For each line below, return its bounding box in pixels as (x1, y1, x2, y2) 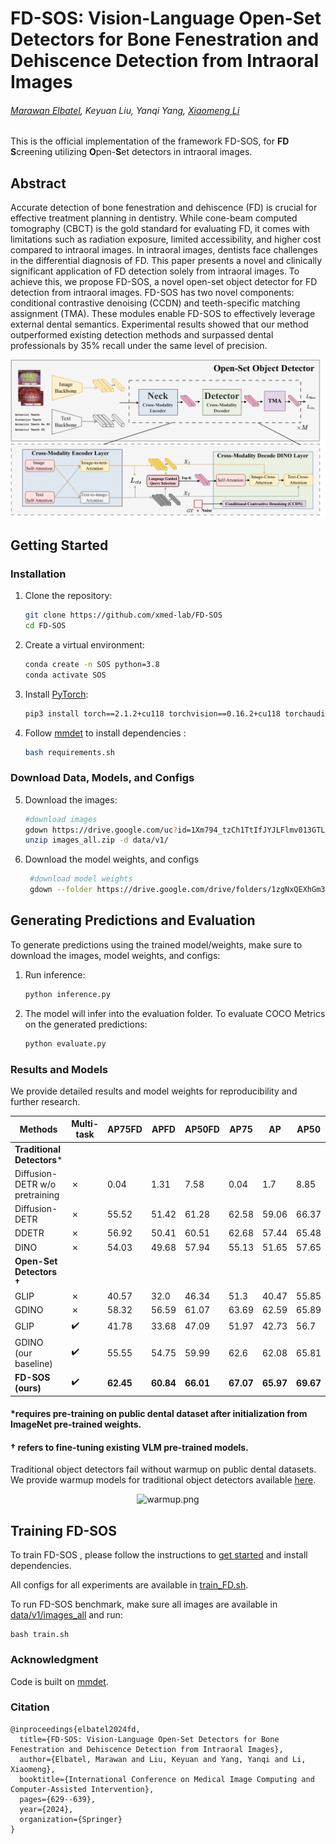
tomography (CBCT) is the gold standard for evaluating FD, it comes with (10, 223, 310, 235)
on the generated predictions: (24, 1018, 148, 1030)
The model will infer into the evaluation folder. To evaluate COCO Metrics (24, 1007, 326, 1019)
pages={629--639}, (19, 1794, 97, 1804)
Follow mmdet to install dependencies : (24, 727, 187, 739)
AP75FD (106, 1123, 143, 1135)
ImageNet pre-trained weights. (10, 1418, 142, 1431)
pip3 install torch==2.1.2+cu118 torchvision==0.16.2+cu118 (24, 708, 281, 719)
